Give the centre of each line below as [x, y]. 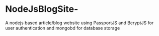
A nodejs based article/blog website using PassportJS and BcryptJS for [79, 23]
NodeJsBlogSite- [42, 9]
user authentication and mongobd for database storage [63, 28]
